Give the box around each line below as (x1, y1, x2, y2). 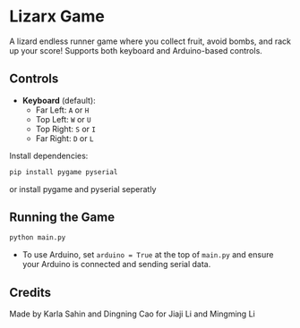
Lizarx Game (9, 6, 105, 27)
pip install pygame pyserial (9, 167, 118, 176)
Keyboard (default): (21, 95, 96, 105)
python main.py (9, 233, 66, 242)
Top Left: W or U (35, 114, 91, 124)
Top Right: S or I (35, 123, 97, 134)
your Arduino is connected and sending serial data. (21, 259, 211, 270)
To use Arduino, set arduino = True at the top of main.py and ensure (21, 249, 274, 260)
